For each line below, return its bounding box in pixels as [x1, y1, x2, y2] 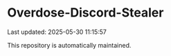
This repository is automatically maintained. [7, 41, 132, 49]
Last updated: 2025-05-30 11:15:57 [7, 28, 107, 36]
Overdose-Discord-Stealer [7, 5, 164, 21]
